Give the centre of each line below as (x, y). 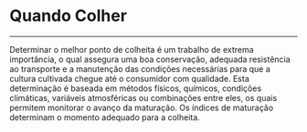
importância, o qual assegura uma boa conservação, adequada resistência (150, 59)
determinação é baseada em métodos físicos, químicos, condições (136, 88)
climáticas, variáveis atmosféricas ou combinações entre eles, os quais (143, 97)
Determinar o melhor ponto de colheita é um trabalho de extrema (132, 49)
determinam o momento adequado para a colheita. (105, 117)
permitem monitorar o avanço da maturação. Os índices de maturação (142, 107)
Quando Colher (69, 16)
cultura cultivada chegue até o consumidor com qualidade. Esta (129, 78)
